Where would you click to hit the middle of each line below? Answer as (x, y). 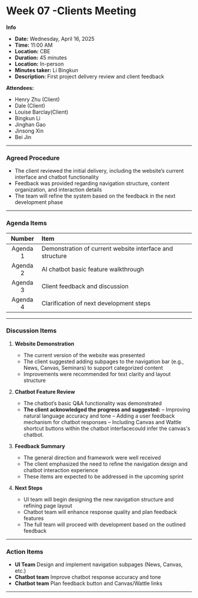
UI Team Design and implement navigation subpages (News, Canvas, (99, 565)
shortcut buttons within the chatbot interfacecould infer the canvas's (107, 428)
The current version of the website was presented (84, 355)
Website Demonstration (44, 344)
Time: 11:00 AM (34, 45)
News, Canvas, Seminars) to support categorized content (93, 367)
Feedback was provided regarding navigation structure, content (92, 183)
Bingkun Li (27, 118)
